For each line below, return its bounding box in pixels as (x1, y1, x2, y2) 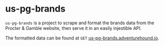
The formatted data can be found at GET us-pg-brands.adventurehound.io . (5, 35, 159, 41)
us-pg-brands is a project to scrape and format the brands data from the (5, 20, 154, 26)
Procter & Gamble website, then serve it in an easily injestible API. (5, 25, 142, 31)
